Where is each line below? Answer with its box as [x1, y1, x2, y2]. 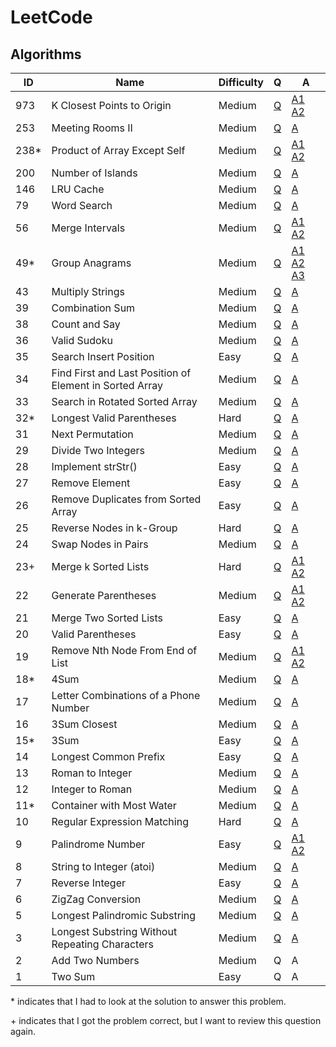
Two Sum [51, 970, 96, 983]
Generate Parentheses [51, 589, 157, 602]
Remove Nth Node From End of [51, 644, 198, 657]
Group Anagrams [51, 256, 132, 270]
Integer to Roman [51, 782, 133, 796]
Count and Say [51, 317, 121, 331]
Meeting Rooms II [51, 121, 133, 135]
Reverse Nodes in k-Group [51, 521, 178, 535]
